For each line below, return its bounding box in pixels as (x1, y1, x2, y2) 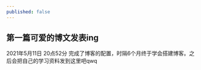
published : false (6, 8, 51, 15)
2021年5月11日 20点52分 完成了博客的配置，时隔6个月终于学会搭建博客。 (6, 49, 190, 57)
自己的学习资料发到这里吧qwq (22, 57, 97, 65)
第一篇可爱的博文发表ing (6, 33, 99, 43)
